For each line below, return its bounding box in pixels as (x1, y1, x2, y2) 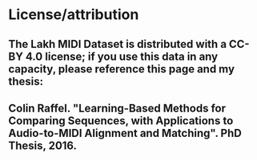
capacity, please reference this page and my (8, 62, 235, 76)
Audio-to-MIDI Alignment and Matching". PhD (8, 126, 242, 140)
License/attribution (8, 6, 139, 24)
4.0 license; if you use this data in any (25, 49, 219, 63)
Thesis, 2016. (8, 139, 78, 152)
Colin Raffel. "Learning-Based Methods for (8, 101, 227, 115)
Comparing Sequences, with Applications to (8, 114, 234, 127)
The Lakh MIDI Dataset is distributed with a (8, 37, 227, 51)
